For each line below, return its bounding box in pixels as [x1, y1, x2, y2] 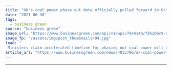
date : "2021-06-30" [5, 12, 47, 17]
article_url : [5, 50, 33, 55]
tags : [5, 17, 17, 22]
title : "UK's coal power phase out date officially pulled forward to [5, 7, 159, 13]
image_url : [5, 31, 29, 36]
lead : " [5, 41, 22, 46]
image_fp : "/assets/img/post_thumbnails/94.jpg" [5, 36, 111, 41]
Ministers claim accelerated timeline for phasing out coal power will [7, 45, 164, 50]
